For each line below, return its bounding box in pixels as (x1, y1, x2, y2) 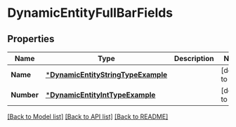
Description (174, 54, 214, 63)
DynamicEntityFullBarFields (7, 5, 173, 21)
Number (11, 90, 39, 100)
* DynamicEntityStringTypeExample (45, 70, 168, 79)
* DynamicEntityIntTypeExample (45, 90, 156, 100)
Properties (7, 33, 55, 45)
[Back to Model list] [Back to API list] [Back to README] (7, 112, 169, 121)
